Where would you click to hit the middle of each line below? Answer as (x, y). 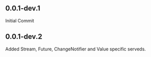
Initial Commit (20, 20)
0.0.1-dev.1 (23, 8)
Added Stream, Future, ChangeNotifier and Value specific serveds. (75, 49)
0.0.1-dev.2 (24, 37)
